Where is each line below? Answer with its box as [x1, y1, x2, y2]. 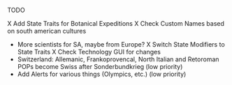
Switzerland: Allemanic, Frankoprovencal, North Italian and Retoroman [17, 55, 219, 63]
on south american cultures [7, 27, 87, 35]
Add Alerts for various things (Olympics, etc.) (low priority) [17, 70, 187, 78]
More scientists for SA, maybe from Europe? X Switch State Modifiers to [17, 40, 225, 48]
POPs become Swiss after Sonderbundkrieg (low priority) [17, 63, 183, 70]
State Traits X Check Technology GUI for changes [17, 48, 161, 56]
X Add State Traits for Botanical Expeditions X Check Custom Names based [7, 20, 225, 27]
